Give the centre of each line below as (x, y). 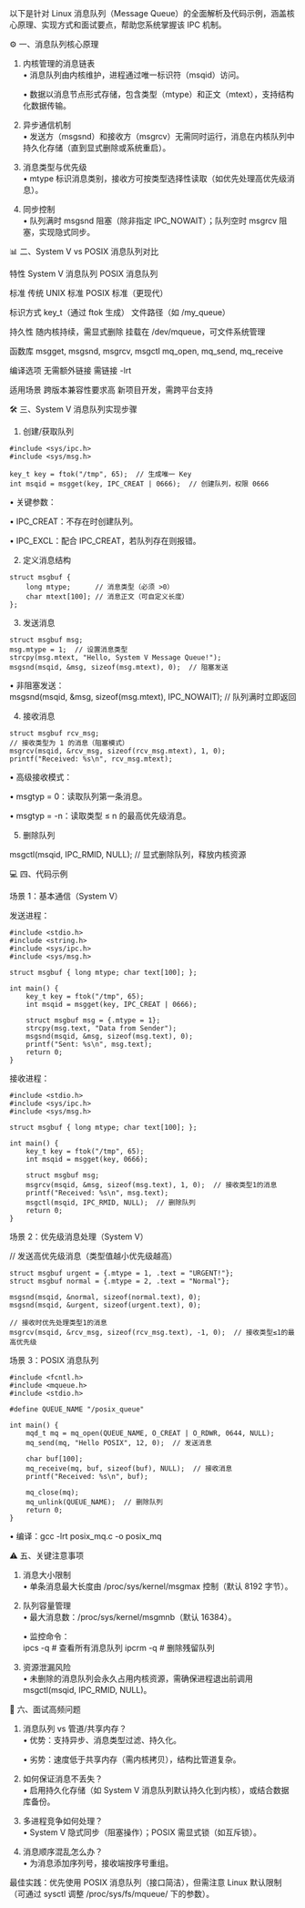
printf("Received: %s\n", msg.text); (97, 1193)
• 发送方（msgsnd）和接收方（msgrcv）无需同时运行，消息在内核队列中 (158, 136)
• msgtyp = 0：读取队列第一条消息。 (78, 796)
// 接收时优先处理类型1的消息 (58, 1323)
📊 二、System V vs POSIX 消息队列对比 (84, 251)
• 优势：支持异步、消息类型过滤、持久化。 (102, 1740)
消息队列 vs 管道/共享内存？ (75, 1728)
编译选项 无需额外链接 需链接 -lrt (71, 370)
